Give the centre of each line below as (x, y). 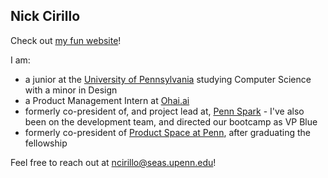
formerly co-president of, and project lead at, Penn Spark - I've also (164, 111)
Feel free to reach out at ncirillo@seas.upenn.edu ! (113, 162)
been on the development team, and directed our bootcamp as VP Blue (171, 121)
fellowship (46, 143)
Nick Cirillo (45, 16)
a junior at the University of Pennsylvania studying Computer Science (168, 79)
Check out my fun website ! (66, 40)
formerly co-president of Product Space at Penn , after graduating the (167, 132)
